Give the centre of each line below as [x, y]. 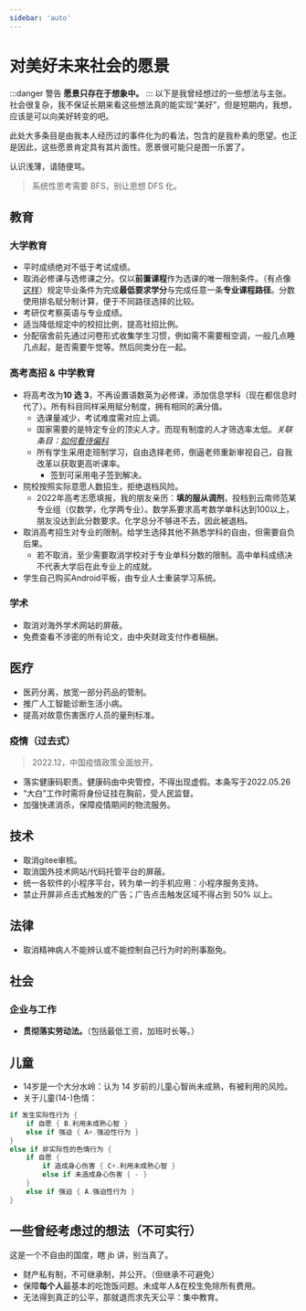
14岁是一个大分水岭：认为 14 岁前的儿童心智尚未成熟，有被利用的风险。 [158, 1087]
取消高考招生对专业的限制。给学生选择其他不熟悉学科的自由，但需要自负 [158, 532]
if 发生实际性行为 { [44, 1115]
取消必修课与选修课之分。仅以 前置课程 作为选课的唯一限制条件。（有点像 [157, 279]
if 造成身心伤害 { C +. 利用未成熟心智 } [109, 1167]
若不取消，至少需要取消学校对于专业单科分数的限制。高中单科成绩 [160, 555]
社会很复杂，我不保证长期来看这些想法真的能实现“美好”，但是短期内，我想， [153, 104]
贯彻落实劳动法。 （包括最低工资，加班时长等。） [111, 1031]
